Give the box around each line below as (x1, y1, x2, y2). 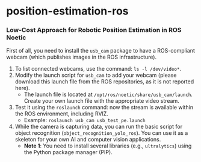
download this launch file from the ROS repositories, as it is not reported (14, 78, 194, 85)
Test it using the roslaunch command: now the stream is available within (14, 104, 194, 111)
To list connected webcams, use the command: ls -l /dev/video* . (14, 65, 182, 73)
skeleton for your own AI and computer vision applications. (14, 136, 161, 143)
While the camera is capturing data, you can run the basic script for (14, 123, 182, 131)
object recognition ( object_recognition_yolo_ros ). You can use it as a (14, 129, 188, 137)
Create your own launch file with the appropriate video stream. (23, 97, 179, 105)
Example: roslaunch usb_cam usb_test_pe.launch (23, 117, 146, 124)
